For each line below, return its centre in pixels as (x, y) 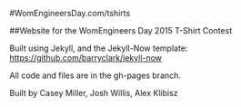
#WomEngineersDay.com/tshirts (70, 13)
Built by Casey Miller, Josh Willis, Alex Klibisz (94, 93)
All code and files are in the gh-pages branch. (95, 75)
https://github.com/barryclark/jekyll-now (85, 58)
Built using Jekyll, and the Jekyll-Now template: (99, 48)
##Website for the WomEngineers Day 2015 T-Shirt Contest (121, 30)
